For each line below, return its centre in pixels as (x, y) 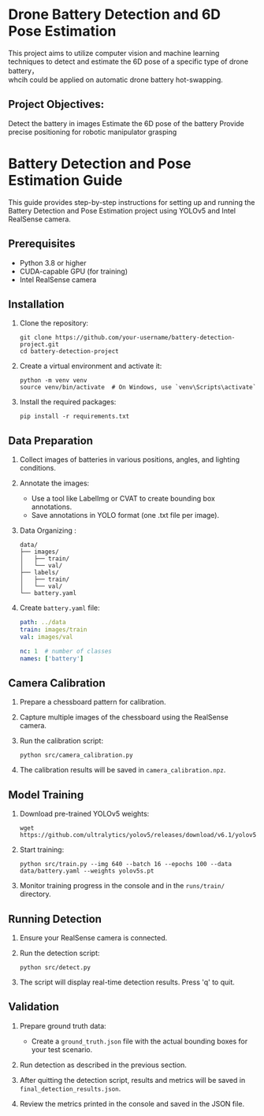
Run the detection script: (59, 953)
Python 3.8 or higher (53, 262)
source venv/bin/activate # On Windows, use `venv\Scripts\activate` (138, 388)
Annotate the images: (54, 483)
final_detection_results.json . (70, 1088)
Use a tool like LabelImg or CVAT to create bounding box (123, 499)
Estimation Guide (65, 180)
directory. (35, 894)
